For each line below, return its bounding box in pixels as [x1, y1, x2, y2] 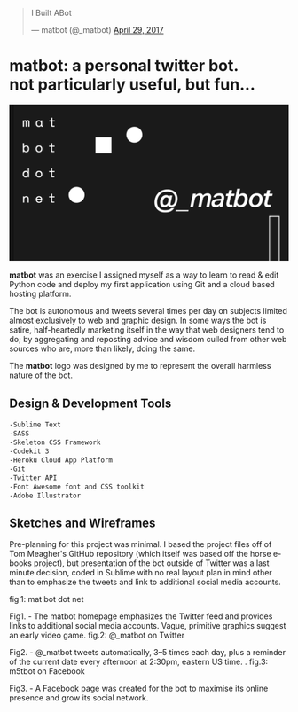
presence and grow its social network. [9, 692, 149, 703]
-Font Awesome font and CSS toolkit [9, 482, 145, 491]
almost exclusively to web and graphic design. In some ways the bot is [9, 315, 267, 326]
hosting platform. [9, 288, 72, 300]
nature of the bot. [9, 370, 74, 380]
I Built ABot [30, 8, 73, 18]
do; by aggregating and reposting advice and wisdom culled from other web [9, 334, 287, 345]
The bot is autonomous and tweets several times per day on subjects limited [9, 306, 288, 317]
